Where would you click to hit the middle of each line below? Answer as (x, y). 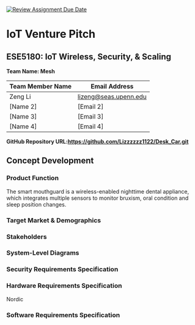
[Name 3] (23, 116)
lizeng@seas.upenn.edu (112, 97)
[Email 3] (90, 116)
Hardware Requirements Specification (64, 286)
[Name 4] (23, 126)
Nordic (15, 299)
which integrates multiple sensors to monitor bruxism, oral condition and (97, 198)
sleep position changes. (36, 204)
